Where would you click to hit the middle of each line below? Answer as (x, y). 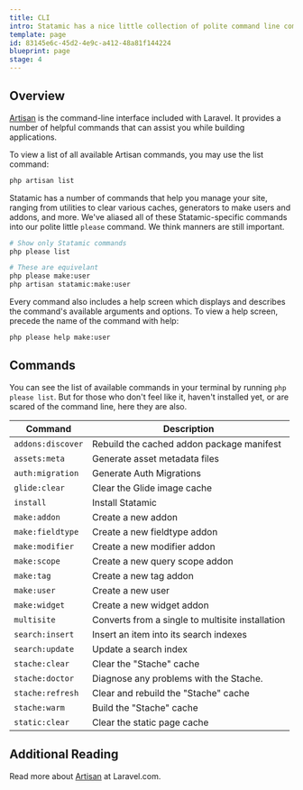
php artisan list (42, 180)
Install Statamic (124, 502)
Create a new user (130, 590)
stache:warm (40, 707)
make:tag (32, 575)
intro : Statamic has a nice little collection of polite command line (145, 26)
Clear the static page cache (150, 722)
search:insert (44, 634)
